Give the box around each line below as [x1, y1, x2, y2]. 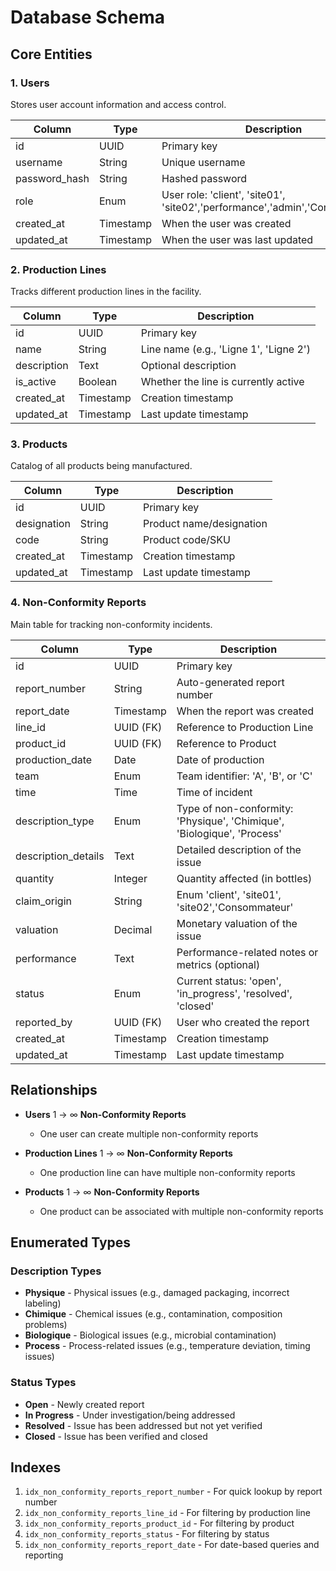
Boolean [78, 375, 118, 389]
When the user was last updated [161, 232, 314, 246]
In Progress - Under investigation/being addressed [24, 1409, 236, 1421]
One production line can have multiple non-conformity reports [39, 1166, 296, 1178]
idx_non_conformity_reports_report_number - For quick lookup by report [24, 1486, 323, 1498]
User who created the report [176, 1015, 310, 1029]
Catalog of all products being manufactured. [10, 460, 193, 472]
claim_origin [15, 894, 72, 908]
